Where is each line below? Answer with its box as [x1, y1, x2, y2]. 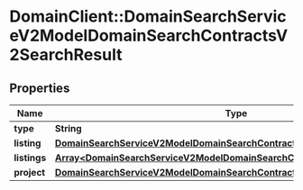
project [14, 167, 46, 178]
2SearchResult [9, 45, 123, 65]
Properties [9, 80, 70, 95]
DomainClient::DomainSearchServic [9, 6, 287, 27]
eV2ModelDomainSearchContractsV [9, 25, 289, 46]
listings [14, 151, 47, 164]
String [54, 122, 83, 134]
